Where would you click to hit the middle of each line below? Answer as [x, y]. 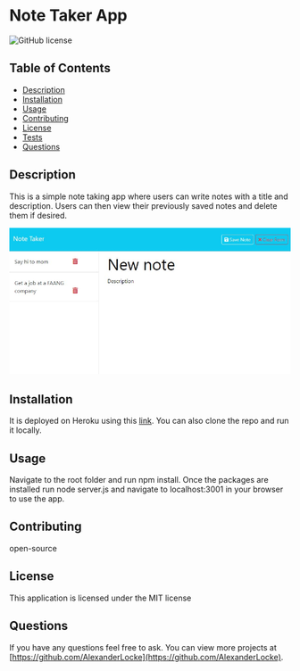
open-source [33, 548]
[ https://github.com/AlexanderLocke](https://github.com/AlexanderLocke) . [146, 657]
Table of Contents [60, 68]
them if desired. [38, 215]
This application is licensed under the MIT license [100, 598]
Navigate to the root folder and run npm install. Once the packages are [139, 480]
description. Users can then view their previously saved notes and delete [143, 205]
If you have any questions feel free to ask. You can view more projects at [143, 647]
